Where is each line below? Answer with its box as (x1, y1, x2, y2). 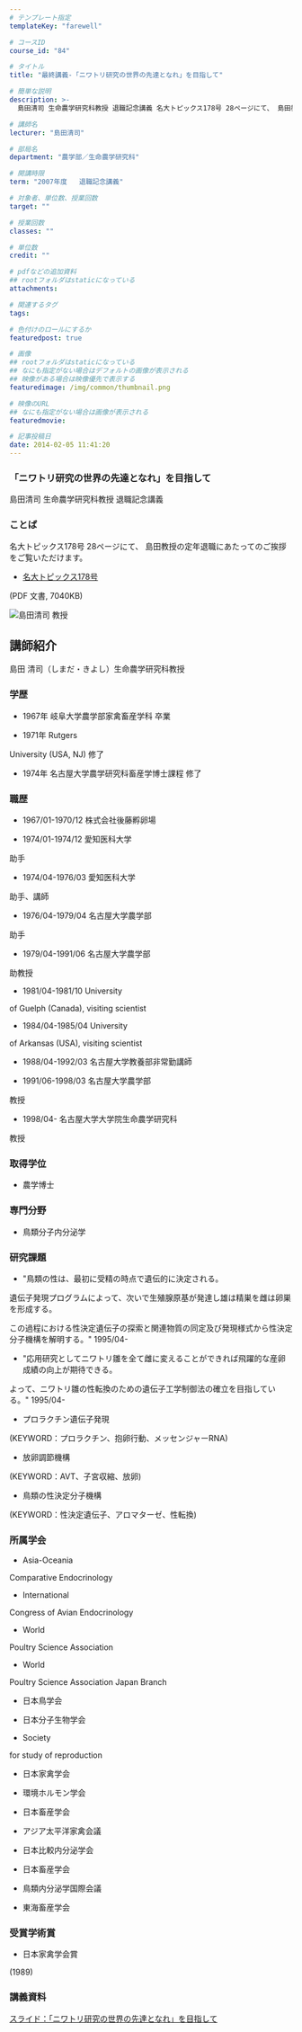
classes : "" (9, 227, 54, 236)
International (22, 1590, 69, 1600)
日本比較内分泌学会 (22, 1845, 94, 1856)
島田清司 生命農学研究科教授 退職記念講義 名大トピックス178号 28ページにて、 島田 (17, 103, 291, 112)
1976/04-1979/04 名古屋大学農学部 (22, 910, 153, 921)
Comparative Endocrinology (9, 1573, 113, 1583)
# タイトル (9, 62, 45, 72)
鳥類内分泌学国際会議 (22, 1883, 102, 1894)
